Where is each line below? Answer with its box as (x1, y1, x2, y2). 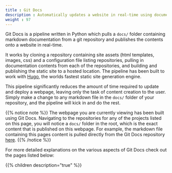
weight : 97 (5, 17, 31, 22)
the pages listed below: (5, 152, 55, 159)
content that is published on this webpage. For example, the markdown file (5, 126, 163, 132)
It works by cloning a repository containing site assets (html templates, (5, 52, 155, 58)
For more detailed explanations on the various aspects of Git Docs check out (5, 147, 167, 153)
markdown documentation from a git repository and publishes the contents (5, 36, 163, 42)
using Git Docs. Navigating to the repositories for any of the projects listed (5, 115, 162, 121)
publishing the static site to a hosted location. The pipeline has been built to (5, 68, 165, 74)
